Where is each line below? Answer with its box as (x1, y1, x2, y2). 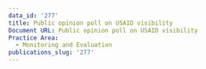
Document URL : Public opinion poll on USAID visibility (8, 26, 198, 34)
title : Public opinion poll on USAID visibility (8, 19, 173, 27)
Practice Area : (8, 33, 59, 42)
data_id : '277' (8, 11, 59, 20)
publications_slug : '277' (8, 48, 94, 56)
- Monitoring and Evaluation (15, 41, 113, 49)
